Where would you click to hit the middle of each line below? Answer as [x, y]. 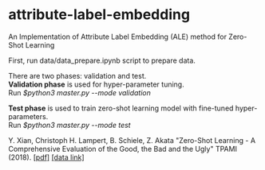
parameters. [28, 116]
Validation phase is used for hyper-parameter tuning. [97, 84]
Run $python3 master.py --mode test [69, 125]
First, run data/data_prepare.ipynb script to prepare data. [102, 60]
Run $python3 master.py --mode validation [80, 92]
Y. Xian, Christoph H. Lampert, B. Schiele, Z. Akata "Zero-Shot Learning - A [132, 140]
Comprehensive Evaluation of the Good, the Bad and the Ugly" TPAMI [123, 149]
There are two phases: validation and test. [77, 75]
